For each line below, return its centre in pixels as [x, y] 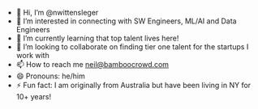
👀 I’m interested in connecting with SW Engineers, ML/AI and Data [126, 21]
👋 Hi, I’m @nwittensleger [57, 13]
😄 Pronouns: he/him [50, 76]
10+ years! [33, 96]
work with [33, 55]
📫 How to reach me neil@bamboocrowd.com [92, 64]
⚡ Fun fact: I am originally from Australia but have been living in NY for [133, 85]
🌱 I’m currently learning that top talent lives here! [97, 38]
